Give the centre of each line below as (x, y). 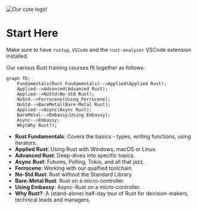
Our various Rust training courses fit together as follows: (76, 67)
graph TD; (19, 78)
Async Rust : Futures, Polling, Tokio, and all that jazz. (80, 161)
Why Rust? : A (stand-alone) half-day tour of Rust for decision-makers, (102, 193)
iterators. (26, 142)
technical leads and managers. (53, 199)
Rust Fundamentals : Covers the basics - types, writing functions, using (103, 136)
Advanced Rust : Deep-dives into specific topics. (75, 155)
